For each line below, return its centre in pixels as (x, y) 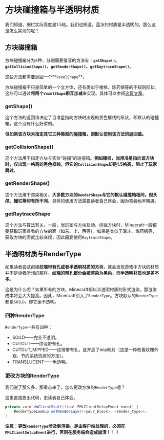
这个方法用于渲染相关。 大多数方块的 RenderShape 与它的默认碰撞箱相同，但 (79, 195)
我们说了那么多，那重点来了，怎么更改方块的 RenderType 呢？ (65, 387)
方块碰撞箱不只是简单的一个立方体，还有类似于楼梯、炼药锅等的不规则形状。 (82, 87)
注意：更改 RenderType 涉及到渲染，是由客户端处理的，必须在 (65, 426)
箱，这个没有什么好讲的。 (31, 124)
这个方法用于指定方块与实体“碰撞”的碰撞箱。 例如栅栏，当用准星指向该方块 (80, 158)
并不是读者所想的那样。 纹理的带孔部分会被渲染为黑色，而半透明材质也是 (78, 273)
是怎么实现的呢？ (22, 30)
